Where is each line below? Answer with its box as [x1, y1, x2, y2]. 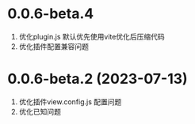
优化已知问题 [18, 107, 61, 116]
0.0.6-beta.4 [7, 5, 94, 23]
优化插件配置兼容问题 [18, 41, 89, 51]
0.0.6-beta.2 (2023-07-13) [7, 70, 188, 88]
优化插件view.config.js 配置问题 [18, 96, 122, 107]
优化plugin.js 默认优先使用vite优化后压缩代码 [18, 32, 165, 41]
